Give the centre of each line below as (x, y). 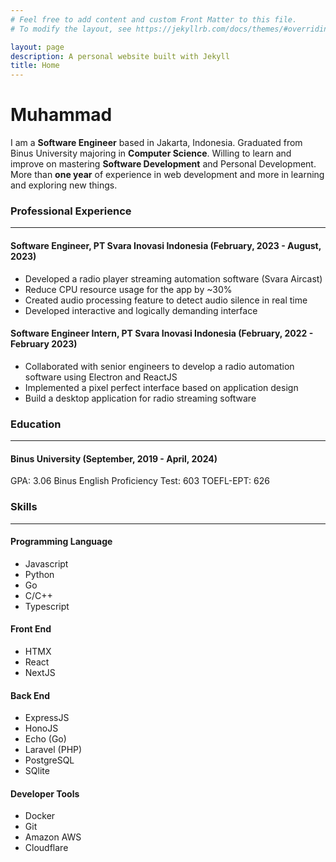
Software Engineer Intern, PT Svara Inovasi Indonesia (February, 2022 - (162, 333)
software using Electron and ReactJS (101, 377)
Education (36, 424)
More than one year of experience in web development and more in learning (167, 175)
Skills (24, 507)
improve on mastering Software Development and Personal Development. (163, 164)
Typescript (47, 606)
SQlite (37, 771)
